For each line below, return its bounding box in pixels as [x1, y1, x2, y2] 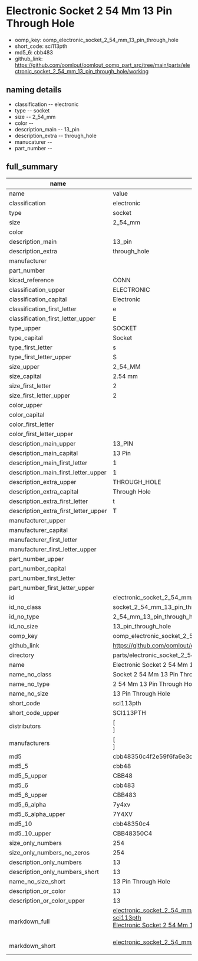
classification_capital [9, 295, 67, 303]
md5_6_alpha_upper [9, 810, 65, 818]
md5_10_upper [9, 829, 51, 837]
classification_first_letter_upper [9, 314, 96, 323]
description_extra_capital [9, 487, 78, 495]
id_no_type [9, 612, 39, 621]
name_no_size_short [9, 877, 66, 885]
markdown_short [9, 941, 56, 950]
